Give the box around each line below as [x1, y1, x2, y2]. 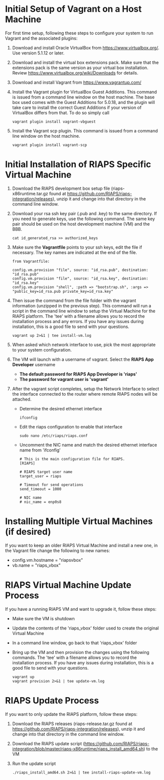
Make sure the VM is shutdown [12, 615, 75, 621]
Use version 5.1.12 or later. [12, 50, 65, 56]
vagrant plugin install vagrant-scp [12, 142, 87, 148]
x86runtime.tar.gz [12, 190, 48, 197]
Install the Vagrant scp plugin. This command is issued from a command [12, 127, 158, 133]
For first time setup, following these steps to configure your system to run [5, 30, 154, 36]
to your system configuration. [12, 347, 72, 352]
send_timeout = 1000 [19, 486, 62, 491]
